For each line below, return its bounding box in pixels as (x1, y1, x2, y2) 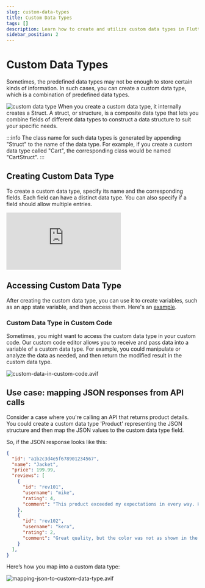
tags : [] (6, 20, 29, 26)
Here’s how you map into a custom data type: (6, 563, 120, 570)
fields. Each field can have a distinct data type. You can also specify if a (6, 193, 187, 201)
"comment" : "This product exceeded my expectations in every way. (22, 501, 195, 507)
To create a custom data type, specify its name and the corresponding (6, 187, 184, 195)
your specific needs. (6, 123, 58, 130)
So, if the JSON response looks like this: (6, 438, 107, 445)
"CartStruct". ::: (6, 154, 45, 161)
